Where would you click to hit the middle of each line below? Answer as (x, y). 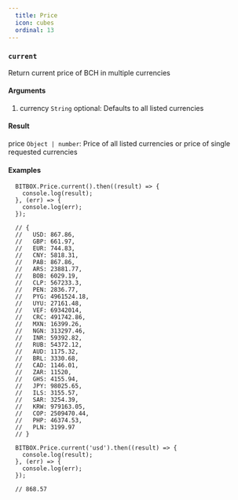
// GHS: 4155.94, (47, 379)
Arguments (27, 90)
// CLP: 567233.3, (49, 283)
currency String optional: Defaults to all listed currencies (112, 108)
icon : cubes (35, 23)
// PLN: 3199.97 (46, 428)
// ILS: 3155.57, (47, 393)
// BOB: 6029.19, (47, 276)
